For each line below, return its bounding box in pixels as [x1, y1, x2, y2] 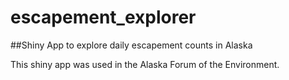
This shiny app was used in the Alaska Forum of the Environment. [10, 58, 280, 70]
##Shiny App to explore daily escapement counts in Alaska [10, 39, 253, 51]
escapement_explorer [10, 6, 197, 29]
